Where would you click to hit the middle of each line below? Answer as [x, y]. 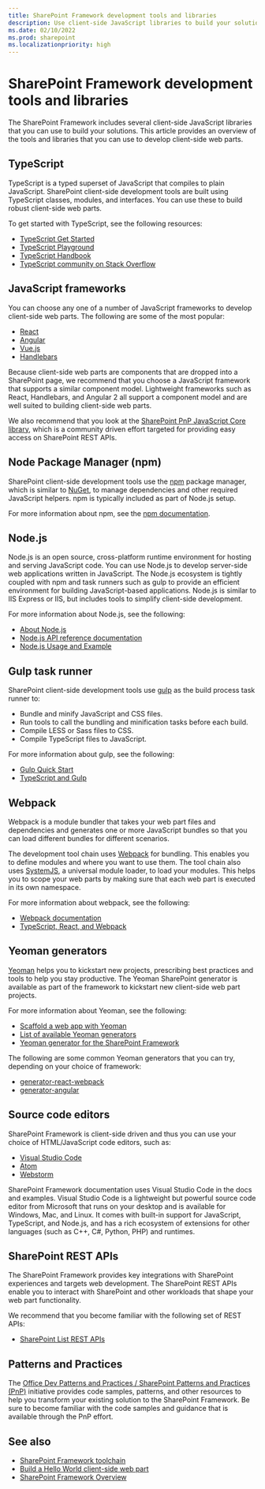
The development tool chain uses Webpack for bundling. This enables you [129, 854]
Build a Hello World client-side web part [84, 1469]
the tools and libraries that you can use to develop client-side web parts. [126, 140]
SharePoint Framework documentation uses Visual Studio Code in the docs [130, 1189]
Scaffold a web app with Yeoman [73, 1026]
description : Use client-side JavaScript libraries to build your [119, 23]
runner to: [24, 698]
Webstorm [36, 1174]
